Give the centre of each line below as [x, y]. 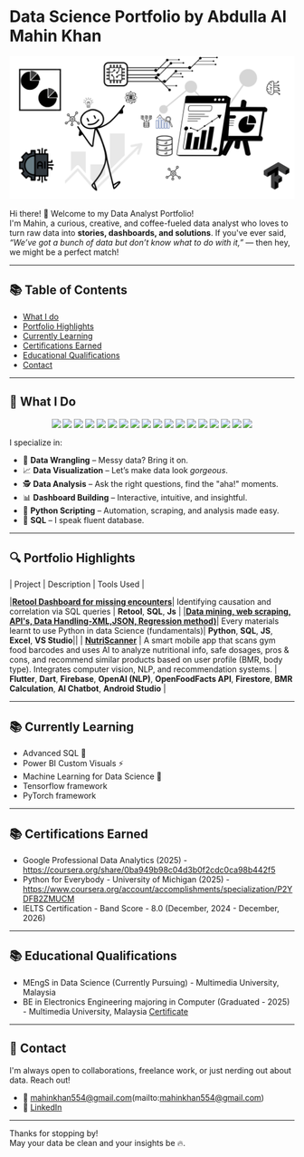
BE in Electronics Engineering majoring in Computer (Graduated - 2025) [156, 1001]
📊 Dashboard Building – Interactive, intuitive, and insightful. [135, 497]
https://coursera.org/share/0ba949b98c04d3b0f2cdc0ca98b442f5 [149, 870]
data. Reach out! [40, 1080]
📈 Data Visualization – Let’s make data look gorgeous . [125, 470]
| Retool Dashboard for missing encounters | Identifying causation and [140, 602]
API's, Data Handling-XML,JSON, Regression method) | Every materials [144, 621]
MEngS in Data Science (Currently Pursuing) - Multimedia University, [151, 982]
